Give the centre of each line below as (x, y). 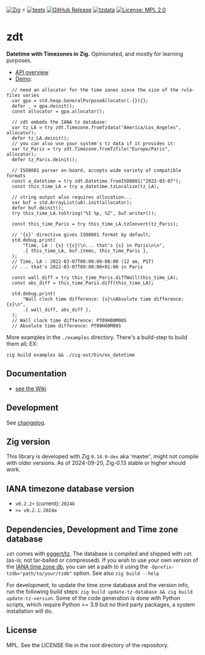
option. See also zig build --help (116, 573)
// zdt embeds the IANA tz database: (60, 122)
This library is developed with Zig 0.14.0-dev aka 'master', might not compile (103, 456)
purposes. (19, 60)
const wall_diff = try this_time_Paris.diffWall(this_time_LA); (95, 278)
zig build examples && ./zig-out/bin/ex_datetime (71, 355)
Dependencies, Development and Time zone (92, 529)
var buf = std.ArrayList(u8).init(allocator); (72, 202)
